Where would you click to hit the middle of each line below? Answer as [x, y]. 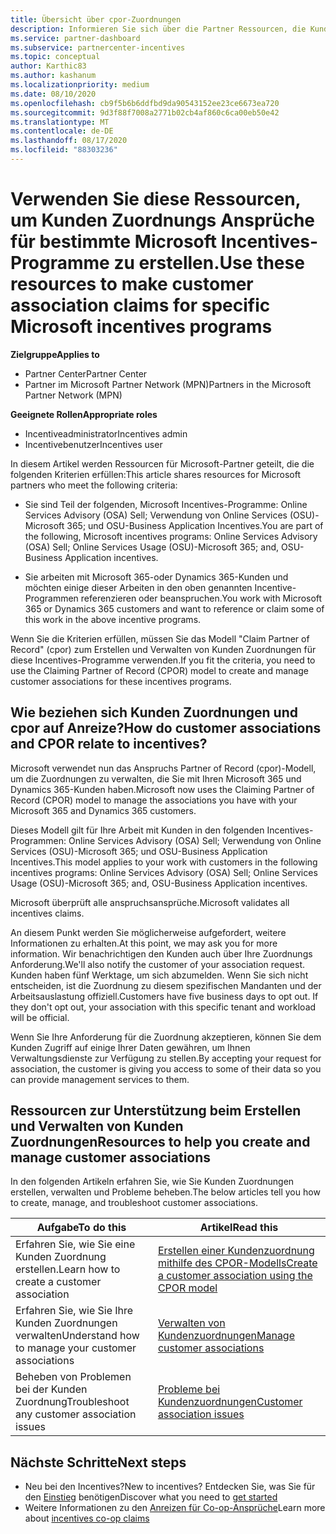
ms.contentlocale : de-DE [62, 131]
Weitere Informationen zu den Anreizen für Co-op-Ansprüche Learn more [175, 1508]
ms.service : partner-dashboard [75, 38]
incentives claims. [47, 913]
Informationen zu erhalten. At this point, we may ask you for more [144, 943]
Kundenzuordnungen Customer [230, 1402]
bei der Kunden [51, 1389]
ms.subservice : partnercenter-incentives [98, 47]
